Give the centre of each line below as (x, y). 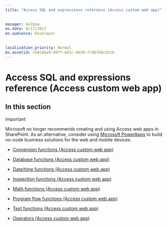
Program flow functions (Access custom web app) (65, 199)
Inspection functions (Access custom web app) (62, 179)
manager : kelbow (22, 24)
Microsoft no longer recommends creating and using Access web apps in (82, 129)
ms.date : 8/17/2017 (26, 29)
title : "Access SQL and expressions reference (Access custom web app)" (84, 10)
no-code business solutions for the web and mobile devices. (69, 139)
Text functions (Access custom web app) (56, 208)
